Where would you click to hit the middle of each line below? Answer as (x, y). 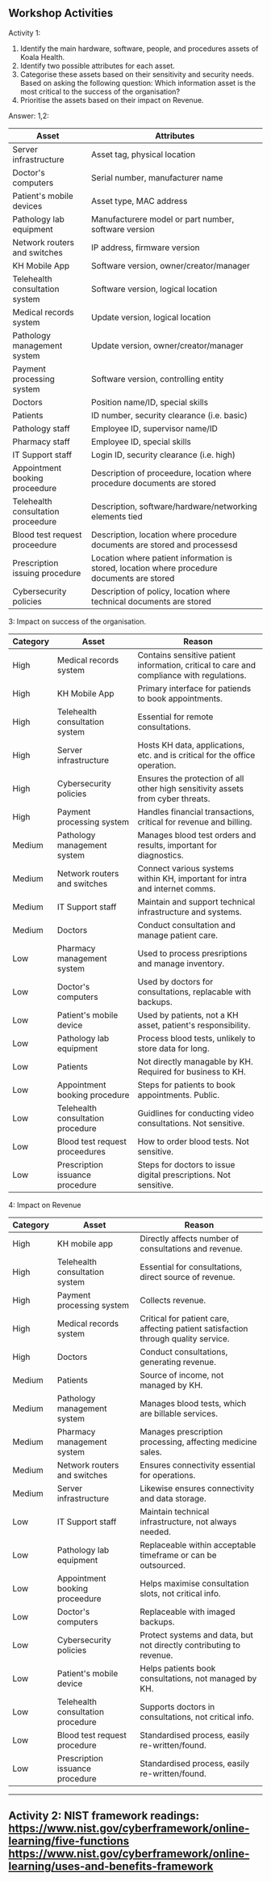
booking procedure (93, 1095)
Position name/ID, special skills (150, 402)
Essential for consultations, (191, 1267)
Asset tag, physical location (144, 155)
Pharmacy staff (42, 442)
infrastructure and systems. (190, 912)
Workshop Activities (61, 13)
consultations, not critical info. (197, 1717)
